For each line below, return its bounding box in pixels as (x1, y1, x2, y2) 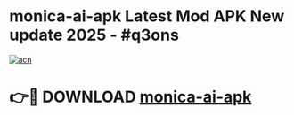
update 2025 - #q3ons (9, 25, 180, 45)
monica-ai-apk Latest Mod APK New (9, 6, 285, 27)
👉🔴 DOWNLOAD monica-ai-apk (9, 87, 252, 107)
